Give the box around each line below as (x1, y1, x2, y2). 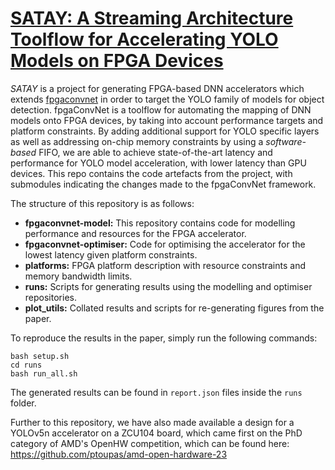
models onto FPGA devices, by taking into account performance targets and (10, 114, 324, 126)
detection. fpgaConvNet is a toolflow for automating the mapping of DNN (10, 103, 312, 116)
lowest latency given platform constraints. (24, 248, 198, 261)
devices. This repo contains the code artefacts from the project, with (10, 167, 293, 179)
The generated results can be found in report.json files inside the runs (10, 386, 303, 398)
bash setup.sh (10, 351, 70, 361)
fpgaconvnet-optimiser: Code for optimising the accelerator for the (24, 238, 306, 250)
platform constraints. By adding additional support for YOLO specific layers (10, 125, 320, 137)
